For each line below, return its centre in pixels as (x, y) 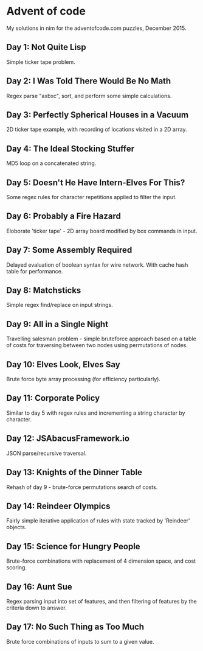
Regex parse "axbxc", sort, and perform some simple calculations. (89, 96)
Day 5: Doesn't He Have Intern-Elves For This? (96, 182)
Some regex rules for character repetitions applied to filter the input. (92, 197)
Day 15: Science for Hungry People (74, 546)
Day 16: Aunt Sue (40, 587)
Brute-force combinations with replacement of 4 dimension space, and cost (101, 561)
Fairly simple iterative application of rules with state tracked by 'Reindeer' (98, 521)
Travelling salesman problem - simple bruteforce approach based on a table (101, 339)
